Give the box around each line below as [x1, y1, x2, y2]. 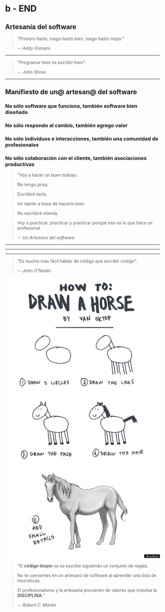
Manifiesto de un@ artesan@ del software [5, 88, 137, 96]
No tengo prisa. [17, 182, 49, 188]
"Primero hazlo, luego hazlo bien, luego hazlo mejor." [17, 36, 125, 41]
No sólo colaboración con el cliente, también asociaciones [5, 155, 147, 162]
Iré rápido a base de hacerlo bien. [17, 201, 86, 207]
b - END [5, 3, 37, 14]
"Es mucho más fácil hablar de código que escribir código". [17, 258, 137, 264]
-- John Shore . [17, 69, 48, 75]
